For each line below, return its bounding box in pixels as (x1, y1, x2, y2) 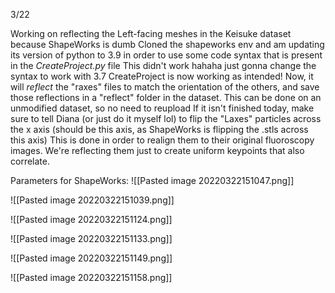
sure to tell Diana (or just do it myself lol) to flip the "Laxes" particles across (10, 113, 322, 124)
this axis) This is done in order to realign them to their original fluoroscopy (10, 134, 315, 146)
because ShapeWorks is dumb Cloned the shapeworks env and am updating (10, 39, 325, 50)
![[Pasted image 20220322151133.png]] (10, 233, 173, 244)
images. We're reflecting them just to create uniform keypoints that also (10, 145, 305, 156)
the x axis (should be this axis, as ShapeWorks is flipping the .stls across (10, 124, 309, 135)
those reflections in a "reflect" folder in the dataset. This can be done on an (10, 92, 322, 103)
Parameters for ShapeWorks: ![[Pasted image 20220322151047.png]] (10, 175, 295, 186)
